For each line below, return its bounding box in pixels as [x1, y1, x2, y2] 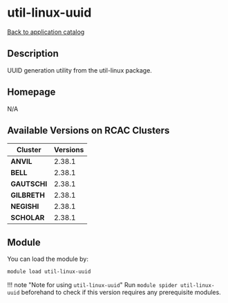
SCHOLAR [10, 213, 45, 223]
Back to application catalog [7, 28, 85, 36]
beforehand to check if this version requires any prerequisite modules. [21, 288, 221, 297]
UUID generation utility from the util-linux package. [7, 66, 152, 74]
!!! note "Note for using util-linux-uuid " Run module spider [7, 281, 178, 289]
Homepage [7, 86, 56, 98]
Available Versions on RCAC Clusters [7, 125, 170, 136]
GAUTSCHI [10, 179, 48, 189]
